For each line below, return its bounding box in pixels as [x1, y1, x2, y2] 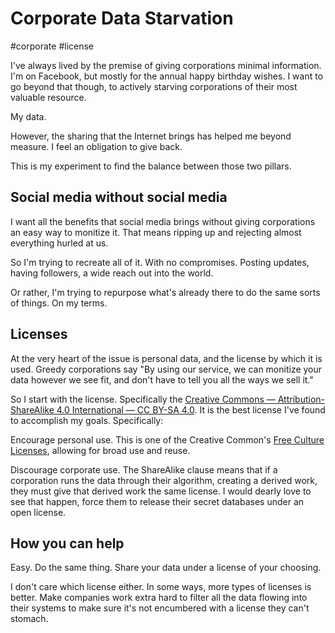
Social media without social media [10, 189, 228, 206]
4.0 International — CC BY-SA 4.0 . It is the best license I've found [56, 403, 326, 416]
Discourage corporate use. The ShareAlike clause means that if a [10, 463, 278, 476]
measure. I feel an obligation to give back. [10, 140, 183, 152]
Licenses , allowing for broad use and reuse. [10, 444, 191, 456]
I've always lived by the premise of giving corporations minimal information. [10, 59, 322, 71]
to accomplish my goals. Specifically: [10, 414, 164, 426]
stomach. [10, 613, 49, 625]
